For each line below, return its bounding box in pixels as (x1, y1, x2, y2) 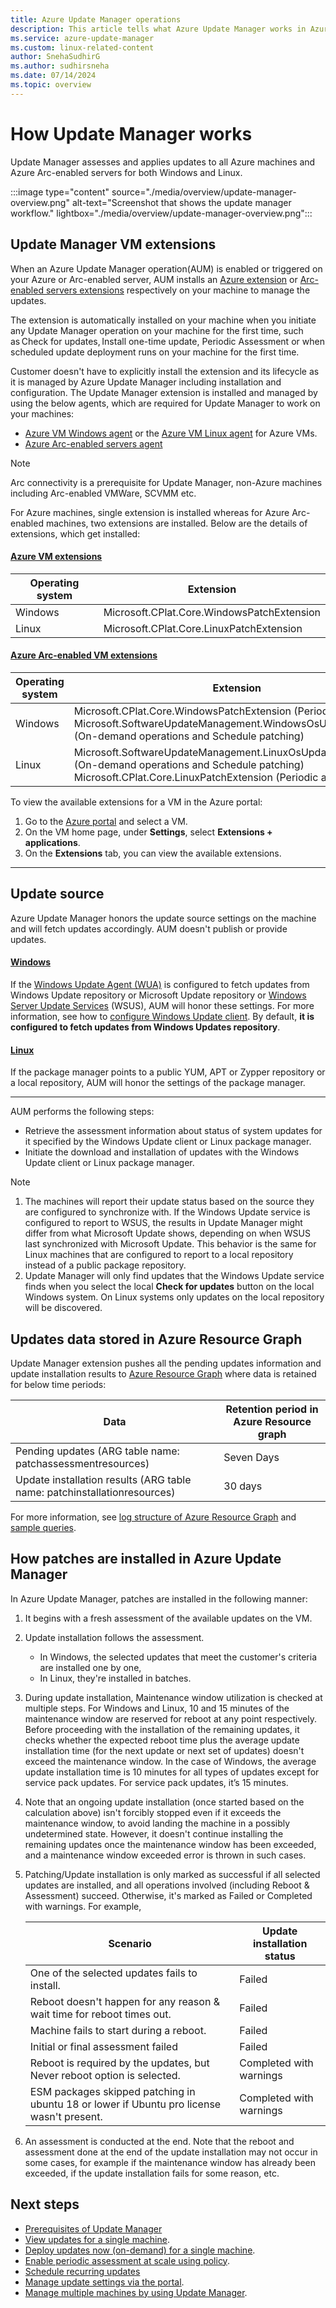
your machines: (10, 407, 75, 420)
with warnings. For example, (24, 1900, 142, 1912)
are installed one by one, (39, 1661, 142, 1673)
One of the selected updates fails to (29, 1966, 198, 1980)
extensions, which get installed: (10, 527, 141, 540)
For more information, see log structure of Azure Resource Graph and (10, 1511, 297, 1523)
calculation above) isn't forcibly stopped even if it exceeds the (24, 1806, 282, 1818)
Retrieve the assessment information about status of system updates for (24, 1125, 323, 1137)
